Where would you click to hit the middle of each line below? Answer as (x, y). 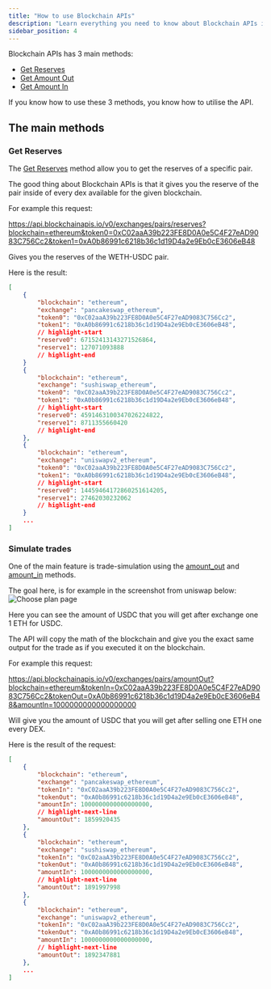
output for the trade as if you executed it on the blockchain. (107, 648)
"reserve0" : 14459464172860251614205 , (102, 490)
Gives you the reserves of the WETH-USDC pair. (89, 257)
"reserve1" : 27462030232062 (84, 498)
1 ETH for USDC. (35, 623)
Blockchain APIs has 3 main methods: (71, 54)
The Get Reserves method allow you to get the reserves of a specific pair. (131, 169)
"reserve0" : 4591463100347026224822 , (100, 415)
